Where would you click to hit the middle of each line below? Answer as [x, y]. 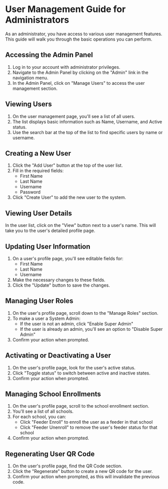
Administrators [37, 20]
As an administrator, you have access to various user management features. [84, 34]
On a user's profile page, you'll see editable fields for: [68, 259]
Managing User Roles [39, 301]
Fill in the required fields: [38, 171]
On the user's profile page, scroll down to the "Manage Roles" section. [85, 313]
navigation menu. [30, 78]
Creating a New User [38, 153]
